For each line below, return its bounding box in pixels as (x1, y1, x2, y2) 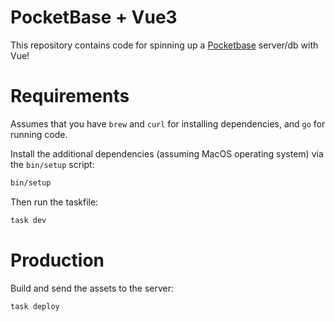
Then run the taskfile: (10, 196, 99, 208)
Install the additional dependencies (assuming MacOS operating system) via (10, 147, 324, 160)
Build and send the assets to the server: (10, 282, 175, 294)
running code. (10, 128, 68, 140)
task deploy (10, 301, 60, 311)
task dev (10, 215, 47, 225)
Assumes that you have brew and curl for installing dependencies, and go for (10, 117, 326, 130)
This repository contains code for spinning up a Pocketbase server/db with (10, 39, 319, 51)
